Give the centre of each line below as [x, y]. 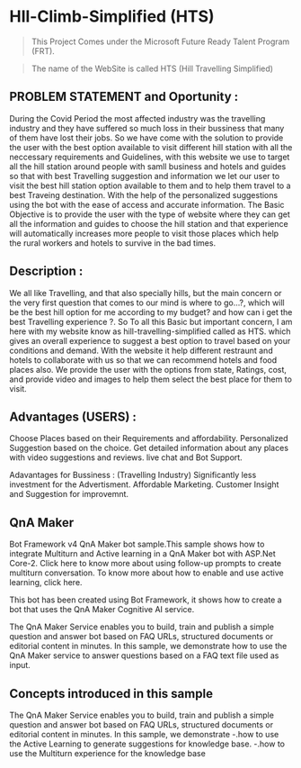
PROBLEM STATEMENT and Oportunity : [124, 97]
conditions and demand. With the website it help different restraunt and [141, 350]
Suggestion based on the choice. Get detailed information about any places [149, 448]
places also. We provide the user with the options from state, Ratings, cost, [148, 369]
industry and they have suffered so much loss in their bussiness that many [147, 128]
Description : [46, 271]
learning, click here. [46, 583]
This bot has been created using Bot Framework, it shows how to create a [146, 600]
